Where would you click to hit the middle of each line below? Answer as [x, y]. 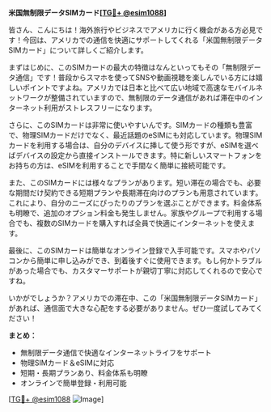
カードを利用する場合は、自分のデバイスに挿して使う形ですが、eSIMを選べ [133, 145]
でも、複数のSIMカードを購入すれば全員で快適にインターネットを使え [131, 223]
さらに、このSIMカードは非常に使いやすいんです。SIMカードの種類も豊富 [131, 125]
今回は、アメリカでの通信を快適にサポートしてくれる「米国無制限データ [142, 40]
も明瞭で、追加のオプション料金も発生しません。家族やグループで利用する [132, 213]
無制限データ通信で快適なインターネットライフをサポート [116, 353]
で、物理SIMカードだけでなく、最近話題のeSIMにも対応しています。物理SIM [135, 135]
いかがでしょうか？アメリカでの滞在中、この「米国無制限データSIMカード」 [135, 298]
